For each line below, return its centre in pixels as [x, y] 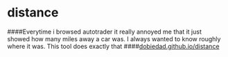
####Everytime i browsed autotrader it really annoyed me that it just [105, 32]
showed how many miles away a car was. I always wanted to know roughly [114, 38]
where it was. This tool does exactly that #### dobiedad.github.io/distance [113, 46]
